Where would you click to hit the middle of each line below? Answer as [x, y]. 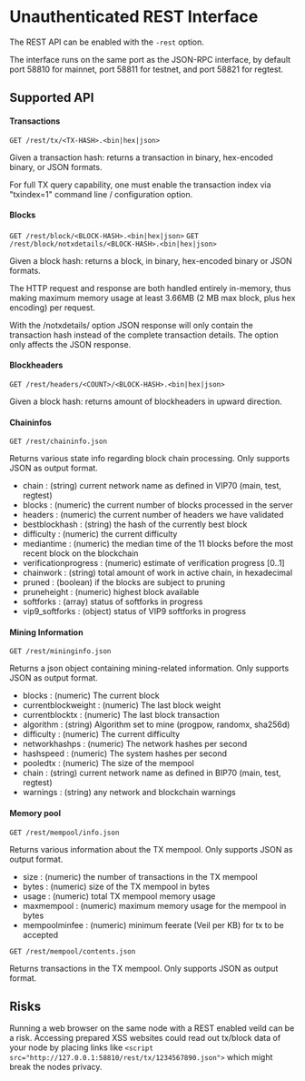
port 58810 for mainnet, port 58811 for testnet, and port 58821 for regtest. [147, 69]
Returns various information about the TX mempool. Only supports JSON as [151, 849]
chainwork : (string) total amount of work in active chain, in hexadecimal [157, 573]
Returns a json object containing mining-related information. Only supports [149, 668]
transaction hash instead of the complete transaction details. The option [144, 335]
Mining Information [46, 632]
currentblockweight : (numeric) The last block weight [122, 705]
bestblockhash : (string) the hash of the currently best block [135, 524]
